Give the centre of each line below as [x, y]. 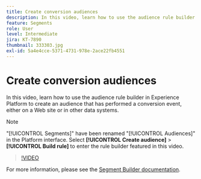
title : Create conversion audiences [52, 12]
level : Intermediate [32, 34]
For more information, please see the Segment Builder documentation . [93, 169]
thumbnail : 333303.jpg [35, 46]
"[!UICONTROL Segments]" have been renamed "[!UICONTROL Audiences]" [101, 133]
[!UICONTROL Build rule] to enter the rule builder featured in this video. [95, 146]
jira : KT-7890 [24, 40]
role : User [20, 29]
